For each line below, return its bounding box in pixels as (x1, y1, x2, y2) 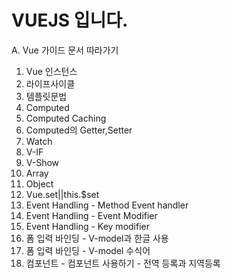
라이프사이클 (25, 77, 76, 90)
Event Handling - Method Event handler (25, 199, 189, 211)
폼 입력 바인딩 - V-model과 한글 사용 (25, 232, 169, 244)
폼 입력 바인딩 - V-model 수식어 (25, 244, 151, 256)
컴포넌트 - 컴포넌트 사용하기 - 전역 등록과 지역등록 (25, 257, 221, 269)
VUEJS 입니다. (11, 9, 129, 32)
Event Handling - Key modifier (25, 220, 150, 232)
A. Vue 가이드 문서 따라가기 (11, 44, 119, 56)
